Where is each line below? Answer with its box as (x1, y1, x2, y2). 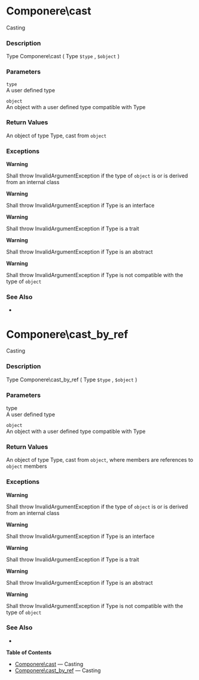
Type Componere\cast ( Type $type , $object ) (6, 53, 120, 60)
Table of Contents (6, 649, 52, 656)
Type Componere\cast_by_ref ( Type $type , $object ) (6, 376, 137, 383)
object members (6, 463, 47, 470)
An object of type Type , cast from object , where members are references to (6, 456, 194, 464)
